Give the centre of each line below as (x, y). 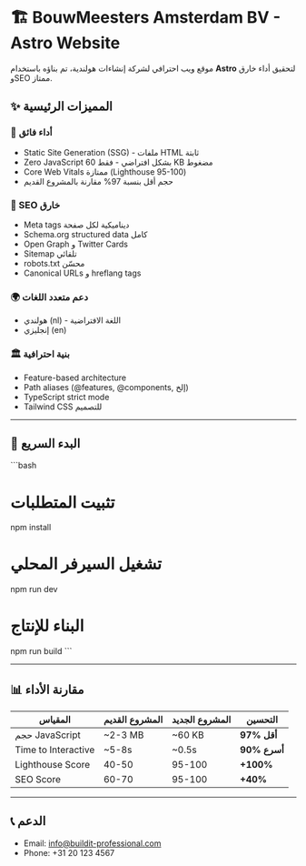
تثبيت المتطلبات (63, 502)
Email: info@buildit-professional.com (92, 843)
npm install (31, 528)
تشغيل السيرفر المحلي (86, 564)
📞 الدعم (28, 821)
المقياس (55, 720)
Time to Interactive (55, 750)
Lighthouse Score (53, 764)
